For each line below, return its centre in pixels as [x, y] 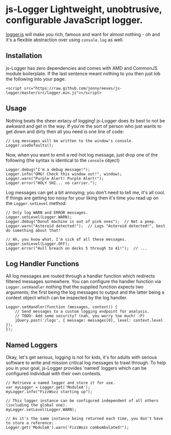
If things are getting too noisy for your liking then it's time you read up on [82, 198]
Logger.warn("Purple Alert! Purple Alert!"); [55, 178]
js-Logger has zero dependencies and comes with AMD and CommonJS [82, 68]
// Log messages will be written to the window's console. [70, 141]
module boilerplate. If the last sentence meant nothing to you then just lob [83, 73]
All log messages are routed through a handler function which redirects [80, 276]
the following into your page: [36, 79]
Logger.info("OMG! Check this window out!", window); [64, 174]
